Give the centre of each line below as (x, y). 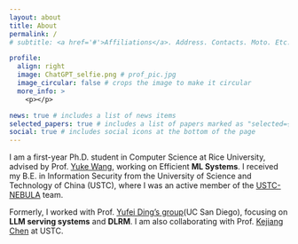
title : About (33, 26)
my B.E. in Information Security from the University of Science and (130, 176)
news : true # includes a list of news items (93, 115)
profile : (25, 59)
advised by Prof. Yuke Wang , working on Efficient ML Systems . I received (144, 167)
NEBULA (25, 195)
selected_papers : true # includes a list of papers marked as (126, 124)
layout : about (35, 17)
